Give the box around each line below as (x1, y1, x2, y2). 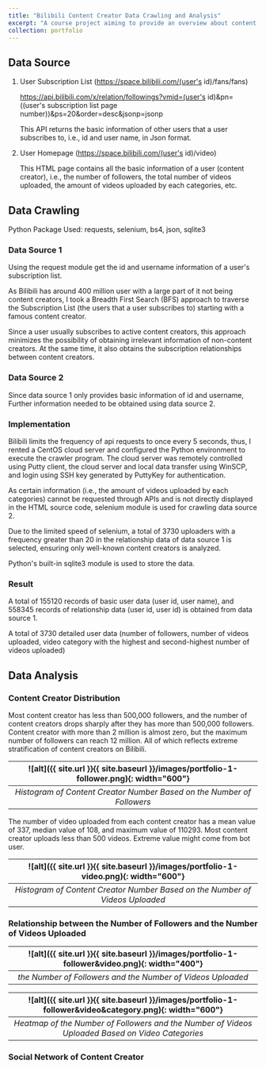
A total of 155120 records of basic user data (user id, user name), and (8, 596, 234, 606)
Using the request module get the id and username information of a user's (8, 263, 250, 272)
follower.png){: (76, 773, 134, 784)
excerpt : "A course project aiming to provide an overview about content (8, 19, 257, 27)
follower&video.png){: (63, 958, 147, 970)
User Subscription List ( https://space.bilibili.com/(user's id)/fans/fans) (19, 77, 249, 87)
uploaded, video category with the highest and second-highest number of (8, 637, 250, 647)
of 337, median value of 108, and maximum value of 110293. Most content (8, 825, 248, 835)
